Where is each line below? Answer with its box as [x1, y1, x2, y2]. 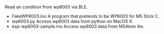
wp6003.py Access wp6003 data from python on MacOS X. [11, 19, 133, 24]
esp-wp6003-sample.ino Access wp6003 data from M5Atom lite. [11, 23, 145, 29]
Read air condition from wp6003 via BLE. [4, 4, 88, 10]
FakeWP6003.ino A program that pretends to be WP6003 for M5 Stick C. [11, 13, 160, 19]
